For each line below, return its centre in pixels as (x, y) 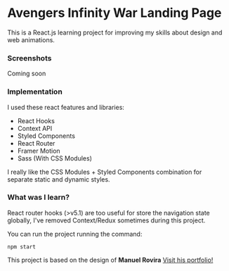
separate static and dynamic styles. (59, 179)
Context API (35, 128)
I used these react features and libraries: (66, 107)
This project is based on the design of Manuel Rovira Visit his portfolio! (110, 260)
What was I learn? (39, 197)
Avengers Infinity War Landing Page (115, 13)
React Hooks (36, 120)
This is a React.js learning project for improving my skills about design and (115, 32)
